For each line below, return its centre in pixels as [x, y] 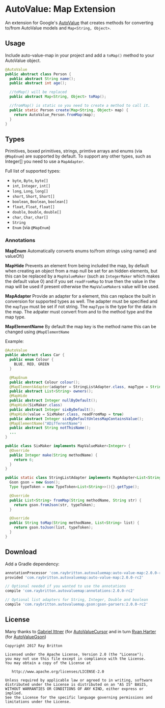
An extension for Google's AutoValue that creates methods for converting [79, 23]
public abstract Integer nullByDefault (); [54, 400]
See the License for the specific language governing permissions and [79, 697]
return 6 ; [24, 460]
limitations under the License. [38, 702]
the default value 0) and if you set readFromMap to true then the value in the [80, 281]
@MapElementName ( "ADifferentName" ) [46, 423]
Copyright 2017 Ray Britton [34, 646]
